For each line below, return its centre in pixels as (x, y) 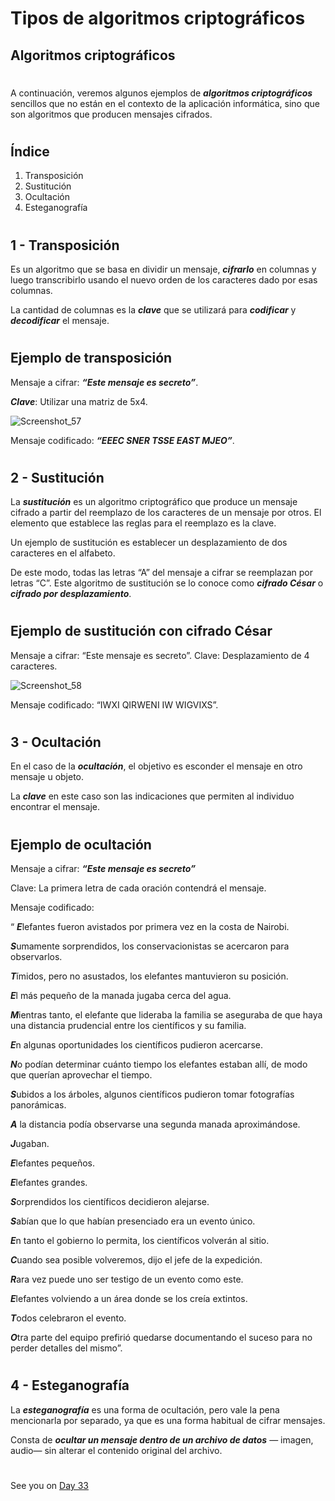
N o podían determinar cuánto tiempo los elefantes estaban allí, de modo (159, 1064)
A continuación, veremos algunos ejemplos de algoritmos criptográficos (161, 93)
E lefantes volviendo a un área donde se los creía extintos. (129, 1299)
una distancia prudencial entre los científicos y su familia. (128, 1026)
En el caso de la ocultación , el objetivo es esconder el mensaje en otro (156, 766)
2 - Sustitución (57, 477)
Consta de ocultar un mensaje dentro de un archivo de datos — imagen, (162, 1439)
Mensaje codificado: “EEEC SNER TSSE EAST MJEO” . (122, 440)
